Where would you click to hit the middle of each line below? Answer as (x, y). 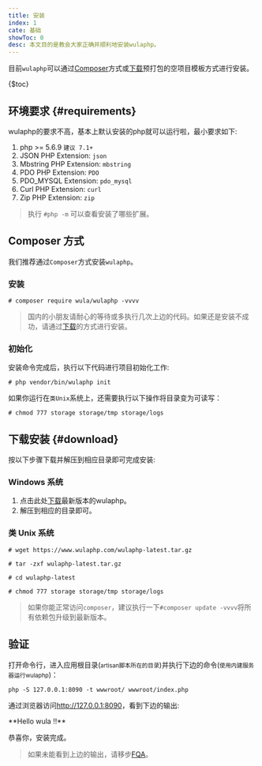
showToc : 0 (26, 38)
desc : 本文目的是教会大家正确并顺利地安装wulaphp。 (84, 45)
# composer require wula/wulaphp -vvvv (74, 301)
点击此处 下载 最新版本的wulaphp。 (75, 501)
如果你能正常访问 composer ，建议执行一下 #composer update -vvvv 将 (136, 607)
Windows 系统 (36, 483)
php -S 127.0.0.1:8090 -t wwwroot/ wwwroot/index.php (99, 689)
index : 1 (22, 23)
